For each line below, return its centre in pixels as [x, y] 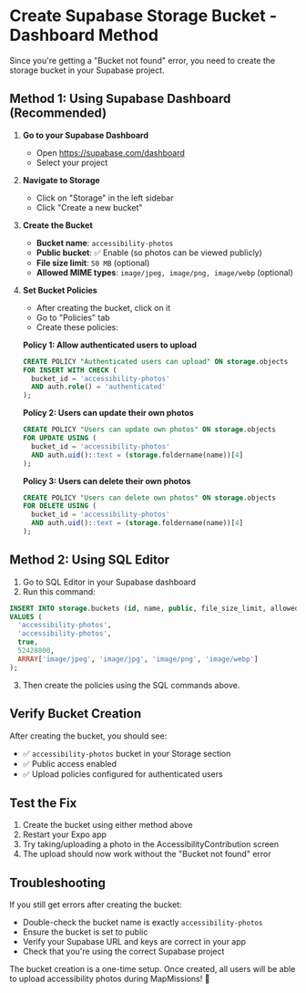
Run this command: [59, 591]
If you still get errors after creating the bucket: [96, 905]
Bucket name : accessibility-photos [105, 243]
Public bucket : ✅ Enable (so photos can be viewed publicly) [149, 253]
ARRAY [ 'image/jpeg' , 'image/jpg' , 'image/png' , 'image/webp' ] [138, 659]
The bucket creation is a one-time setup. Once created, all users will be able [153, 969]
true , [28, 642]
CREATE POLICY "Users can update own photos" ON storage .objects [149, 429]
